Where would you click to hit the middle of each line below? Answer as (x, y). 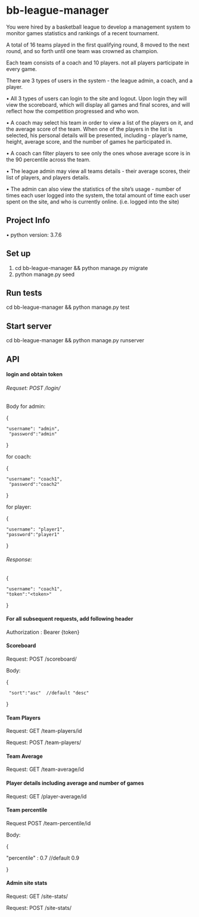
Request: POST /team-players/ (44, 742)
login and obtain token (35, 374)
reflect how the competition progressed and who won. (73, 111)
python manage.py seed (45, 274)
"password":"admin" (33, 434)
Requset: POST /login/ (33, 388)
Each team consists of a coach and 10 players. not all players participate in (98, 63)
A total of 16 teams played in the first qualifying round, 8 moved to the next (98, 45)
